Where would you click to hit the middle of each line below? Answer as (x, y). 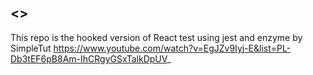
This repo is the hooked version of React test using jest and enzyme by (156, 37)
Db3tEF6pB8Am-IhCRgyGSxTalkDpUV (89, 58)
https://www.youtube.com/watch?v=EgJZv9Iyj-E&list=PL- (172, 48)
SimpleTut (31, 48)
